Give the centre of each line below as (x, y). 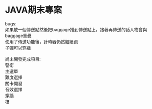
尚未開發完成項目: (23, 59)
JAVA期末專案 (34, 10)
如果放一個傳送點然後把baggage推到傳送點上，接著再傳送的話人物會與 (76, 29)
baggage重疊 (18, 36)
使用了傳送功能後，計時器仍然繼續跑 (42, 41)
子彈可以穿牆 (18, 48)
